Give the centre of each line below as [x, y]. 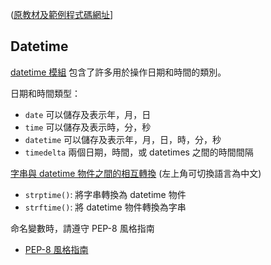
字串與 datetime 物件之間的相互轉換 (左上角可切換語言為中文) [136, 173]
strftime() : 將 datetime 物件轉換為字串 [105, 207]
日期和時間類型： [45, 93]
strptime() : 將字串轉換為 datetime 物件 [105, 194]
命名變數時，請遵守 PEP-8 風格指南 [82, 228]
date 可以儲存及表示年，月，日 [88, 114]
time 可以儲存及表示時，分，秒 [88, 127]
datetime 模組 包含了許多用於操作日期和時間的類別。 [118, 72]
